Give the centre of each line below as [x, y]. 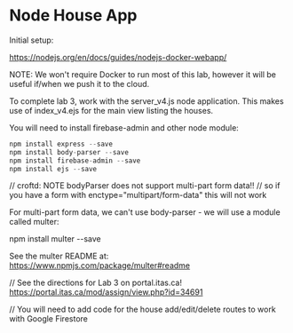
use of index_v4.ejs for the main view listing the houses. [111, 110]
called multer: [34, 222]
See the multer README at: [59, 256]
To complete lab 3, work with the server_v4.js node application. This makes [146, 101]
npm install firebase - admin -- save [75, 161]
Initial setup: [32, 40]
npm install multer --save [55, 239]
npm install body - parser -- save [69, 152]
